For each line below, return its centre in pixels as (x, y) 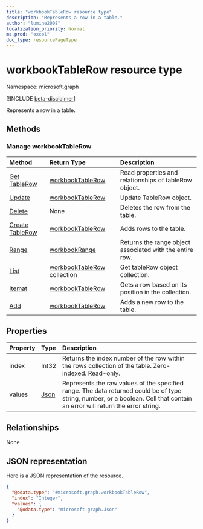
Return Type (67, 162)
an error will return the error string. (112, 406)
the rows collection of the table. (107, 366)
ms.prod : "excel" (28, 35)
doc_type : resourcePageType (42, 40)
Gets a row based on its (153, 284)
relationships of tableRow (156, 180)
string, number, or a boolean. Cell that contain (127, 399)
